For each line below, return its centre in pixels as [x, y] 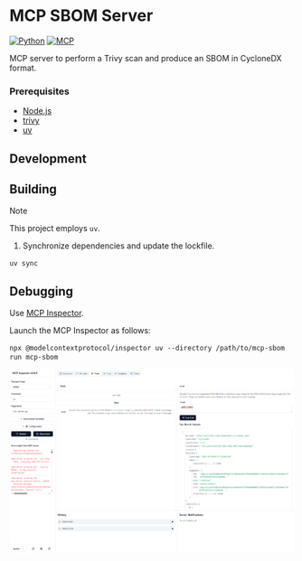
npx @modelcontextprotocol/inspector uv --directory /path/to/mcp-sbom [147, 349]
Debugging [42, 291]
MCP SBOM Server [81, 16]
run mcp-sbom [34, 358]
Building [33, 189]
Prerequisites [39, 91]
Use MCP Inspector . [47, 313]
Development [48, 159]
